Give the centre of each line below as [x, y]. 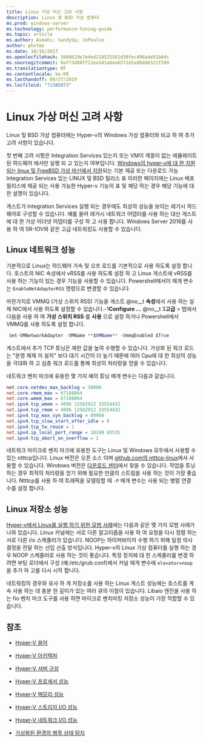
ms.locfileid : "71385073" [39, 85]
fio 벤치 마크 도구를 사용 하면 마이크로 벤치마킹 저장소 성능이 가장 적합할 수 [101, 598]
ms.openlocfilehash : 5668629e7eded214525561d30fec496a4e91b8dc [88, 57]
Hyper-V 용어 [31, 643]
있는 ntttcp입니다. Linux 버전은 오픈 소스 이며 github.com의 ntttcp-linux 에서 [97, 458]
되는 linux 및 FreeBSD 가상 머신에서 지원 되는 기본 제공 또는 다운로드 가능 [92, 170]
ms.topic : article [29, 35]
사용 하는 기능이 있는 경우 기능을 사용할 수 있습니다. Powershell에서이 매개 [94, 281]
